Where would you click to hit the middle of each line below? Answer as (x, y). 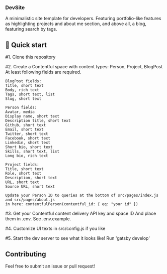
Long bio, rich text (27, 156)
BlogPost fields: (23, 81)
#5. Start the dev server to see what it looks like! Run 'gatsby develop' (77, 238)
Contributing (26, 254)
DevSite (15, 8)
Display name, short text (32, 116)
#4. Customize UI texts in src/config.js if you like (55, 229)
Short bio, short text (29, 147)
